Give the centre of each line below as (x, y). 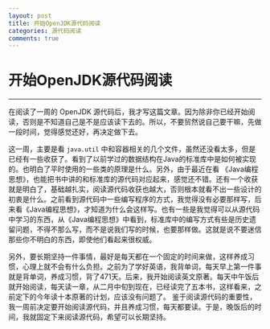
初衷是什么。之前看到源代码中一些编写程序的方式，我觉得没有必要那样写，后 (135, 199)
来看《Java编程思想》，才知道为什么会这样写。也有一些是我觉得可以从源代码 (134, 209)
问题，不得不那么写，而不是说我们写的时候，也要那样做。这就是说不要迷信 (138, 229)
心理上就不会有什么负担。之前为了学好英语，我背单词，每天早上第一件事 (142, 267)
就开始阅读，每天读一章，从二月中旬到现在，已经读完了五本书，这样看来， (131, 287)
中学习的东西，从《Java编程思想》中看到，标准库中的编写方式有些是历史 (129, 220)
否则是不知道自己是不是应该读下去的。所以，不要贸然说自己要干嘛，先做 (142, 122)
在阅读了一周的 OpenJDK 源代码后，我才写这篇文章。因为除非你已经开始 (129, 112)
